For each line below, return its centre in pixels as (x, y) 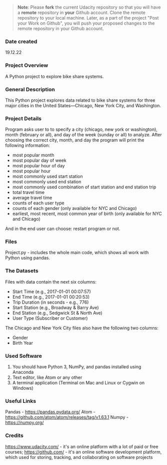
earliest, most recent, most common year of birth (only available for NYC (87, 214)
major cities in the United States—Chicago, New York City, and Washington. (83, 105)
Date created (21, 41)
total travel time (28, 192)
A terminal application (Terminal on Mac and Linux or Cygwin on (78, 383)
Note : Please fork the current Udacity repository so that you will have (89, 7)
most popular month (33, 155)
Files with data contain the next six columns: (51, 282)
